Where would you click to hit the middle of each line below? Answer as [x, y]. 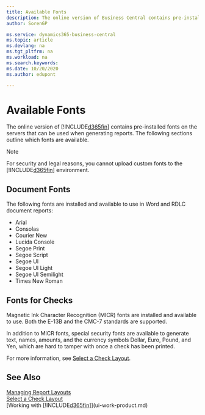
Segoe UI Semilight [39, 275]
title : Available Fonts [37, 12]
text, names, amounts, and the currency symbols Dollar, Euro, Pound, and [99, 340]
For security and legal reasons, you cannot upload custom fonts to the [95, 163]
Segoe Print [30, 249]
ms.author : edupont [31, 74]
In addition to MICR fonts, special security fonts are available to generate [98, 333]
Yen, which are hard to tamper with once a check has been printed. [91, 346]
